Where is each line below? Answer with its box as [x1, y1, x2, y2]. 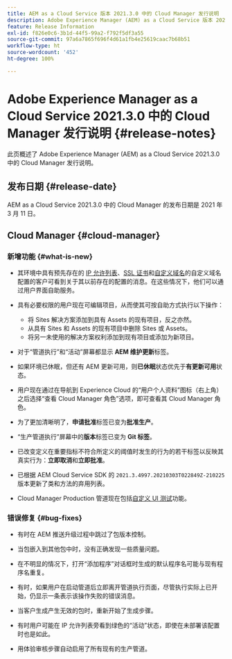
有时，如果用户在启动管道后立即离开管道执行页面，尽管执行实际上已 [17, 583, 212, 592]
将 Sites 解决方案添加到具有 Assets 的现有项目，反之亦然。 [27, 316, 196, 324]
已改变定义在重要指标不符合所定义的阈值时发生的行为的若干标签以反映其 [17, 447, 224, 456]
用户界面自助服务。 [23, 286, 78, 295]
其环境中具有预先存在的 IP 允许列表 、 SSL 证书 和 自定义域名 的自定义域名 [17, 268, 222, 277]
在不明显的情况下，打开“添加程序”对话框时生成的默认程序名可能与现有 [17, 560, 217, 568]
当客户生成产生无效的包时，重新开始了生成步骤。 [17, 606, 157, 615]
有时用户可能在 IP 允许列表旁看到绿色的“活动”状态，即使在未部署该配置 [17, 622, 220, 630]
